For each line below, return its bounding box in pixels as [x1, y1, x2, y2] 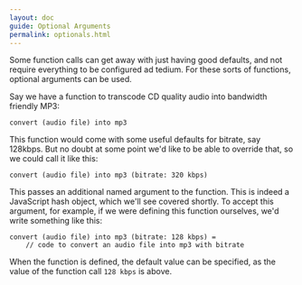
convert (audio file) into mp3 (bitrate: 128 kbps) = [9, 233, 217, 242]
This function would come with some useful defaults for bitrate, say [9, 134, 261, 145]
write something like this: [9, 216, 102, 226]
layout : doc [9, 13, 54, 23]
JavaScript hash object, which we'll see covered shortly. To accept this [9, 196, 274, 207]
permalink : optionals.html [9, 30, 111, 39]
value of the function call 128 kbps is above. [9, 266, 173, 277]
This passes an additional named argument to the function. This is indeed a [9, 187, 289, 198]
